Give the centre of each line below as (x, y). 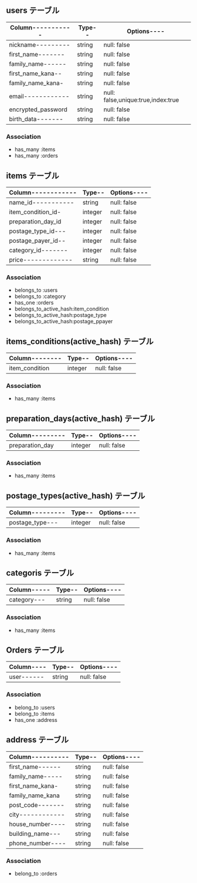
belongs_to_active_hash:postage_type (60, 315)
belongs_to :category (40, 296)
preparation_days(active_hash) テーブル (81, 418)
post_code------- (37, 805)
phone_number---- (38, 843)
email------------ (39, 96)
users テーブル (33, 11)
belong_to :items (35, 714)
